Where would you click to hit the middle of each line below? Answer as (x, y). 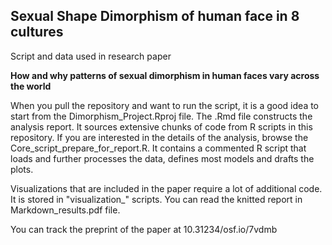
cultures (37, 32)
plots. (22, 169)
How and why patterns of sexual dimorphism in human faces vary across (165, 75)
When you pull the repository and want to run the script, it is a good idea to (165, 105)
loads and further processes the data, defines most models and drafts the (162, 158)
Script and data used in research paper (91, 56)
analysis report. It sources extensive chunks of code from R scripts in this (161, 126)
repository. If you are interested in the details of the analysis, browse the (159, 137)
